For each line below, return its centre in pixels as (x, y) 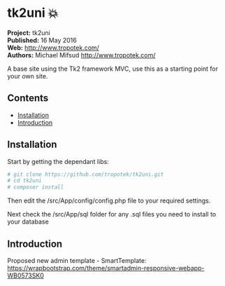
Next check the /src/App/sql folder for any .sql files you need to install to (112, 214)
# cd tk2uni (24, 181)
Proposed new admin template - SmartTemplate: (77, 260)
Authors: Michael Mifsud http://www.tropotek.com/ (81, 55)
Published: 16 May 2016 (42, 40)
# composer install (36, 187)
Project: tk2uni (29, 32)
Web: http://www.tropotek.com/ (53, 48)
